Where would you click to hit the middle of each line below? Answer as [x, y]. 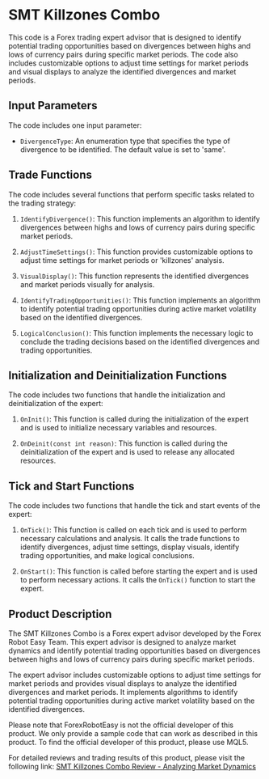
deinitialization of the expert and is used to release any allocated [127, 452]
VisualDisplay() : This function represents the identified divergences [134, 276]
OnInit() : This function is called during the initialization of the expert [134, 419]
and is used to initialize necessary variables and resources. [118, 428]
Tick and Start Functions [71, 486]
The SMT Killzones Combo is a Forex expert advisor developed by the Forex [135, 633]
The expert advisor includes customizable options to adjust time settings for [135, 675]
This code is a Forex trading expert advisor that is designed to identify [125, 37]
